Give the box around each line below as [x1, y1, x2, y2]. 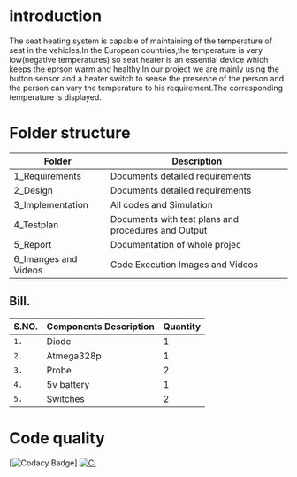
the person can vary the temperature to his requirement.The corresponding [9, 82, 284, 93]
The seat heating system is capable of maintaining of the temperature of [9, 35, 272, 46]
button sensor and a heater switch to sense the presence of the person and [9, 73, 285, 83]
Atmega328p [46, 350, 102, 362]
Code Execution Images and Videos [110, 258, 259, 271]
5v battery [46, 378, 90, 390]
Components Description [46, 320, 155, 333]
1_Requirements [13, 170, 82, 182]
